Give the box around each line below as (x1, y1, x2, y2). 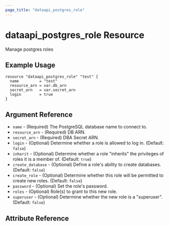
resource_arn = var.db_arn (10, 83, 67, 88)
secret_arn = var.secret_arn (10, 87, 76, 93)
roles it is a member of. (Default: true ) (12, 156, 92, 163)
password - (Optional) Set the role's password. (12, 183, 108, 189)
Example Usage (5, 60, 56, 69)
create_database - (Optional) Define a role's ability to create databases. (12, 162, 161, 168)
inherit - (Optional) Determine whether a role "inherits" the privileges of (12, 151, 164, 157)
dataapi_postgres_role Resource (5, 29, 145, 41)
